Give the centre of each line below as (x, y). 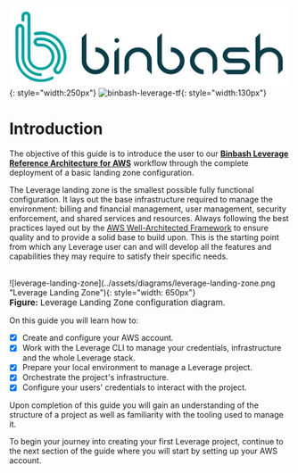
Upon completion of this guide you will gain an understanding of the (134, 405)
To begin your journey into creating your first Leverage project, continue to (146, 442)
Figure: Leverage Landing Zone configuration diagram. (117, 303)
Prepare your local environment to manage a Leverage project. (137, 368)
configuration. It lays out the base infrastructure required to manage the (141, 200)
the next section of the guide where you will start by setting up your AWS (144, 451)
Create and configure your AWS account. (98, 338)
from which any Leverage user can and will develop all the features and (141, 247)
